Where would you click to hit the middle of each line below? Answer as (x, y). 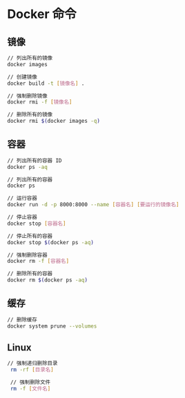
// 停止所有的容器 (30, 236)
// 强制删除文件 (30, 382)
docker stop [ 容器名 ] (37, 223)
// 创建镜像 (22, 77)
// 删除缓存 (22, 319)
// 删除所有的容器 (30, 274)
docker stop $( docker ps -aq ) (51, 242)
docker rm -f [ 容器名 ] (38, 261)
